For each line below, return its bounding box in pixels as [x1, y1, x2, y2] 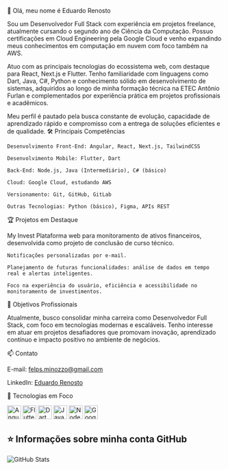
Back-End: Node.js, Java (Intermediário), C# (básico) [7, 167, 167, 174]
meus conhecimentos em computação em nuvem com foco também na [7, 42, 208, 49]
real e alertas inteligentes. [7, 270, 94, 277]
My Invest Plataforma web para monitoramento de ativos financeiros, [7, 232, 202, 240]
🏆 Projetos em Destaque [7, 216, 79, 223]
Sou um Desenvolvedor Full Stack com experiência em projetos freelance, [7, 20, 216, 27]
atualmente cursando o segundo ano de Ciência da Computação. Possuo [7, 27, 214, 35]
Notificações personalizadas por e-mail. [7, 252, 127, 259]
